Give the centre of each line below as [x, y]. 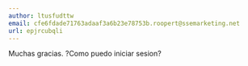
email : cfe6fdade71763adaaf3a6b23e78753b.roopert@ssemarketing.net [124, 23]
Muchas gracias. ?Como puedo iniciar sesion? [85, 54]
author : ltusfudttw [41, 16]
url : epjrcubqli [36, 31]
